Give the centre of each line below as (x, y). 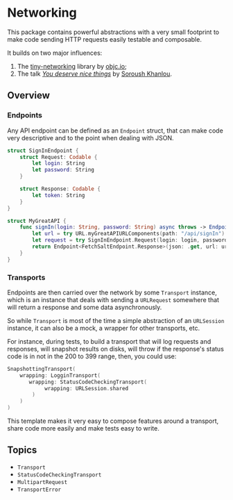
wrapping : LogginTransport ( (60, 375)
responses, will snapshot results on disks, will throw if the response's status (115, 349)
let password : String (63, 170)
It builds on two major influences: (55, 53)
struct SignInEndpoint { (43, 151)
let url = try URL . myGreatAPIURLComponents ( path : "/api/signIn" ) (129, 234)
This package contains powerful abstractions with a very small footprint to (113, 32)
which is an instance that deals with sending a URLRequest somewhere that (113, 299)
